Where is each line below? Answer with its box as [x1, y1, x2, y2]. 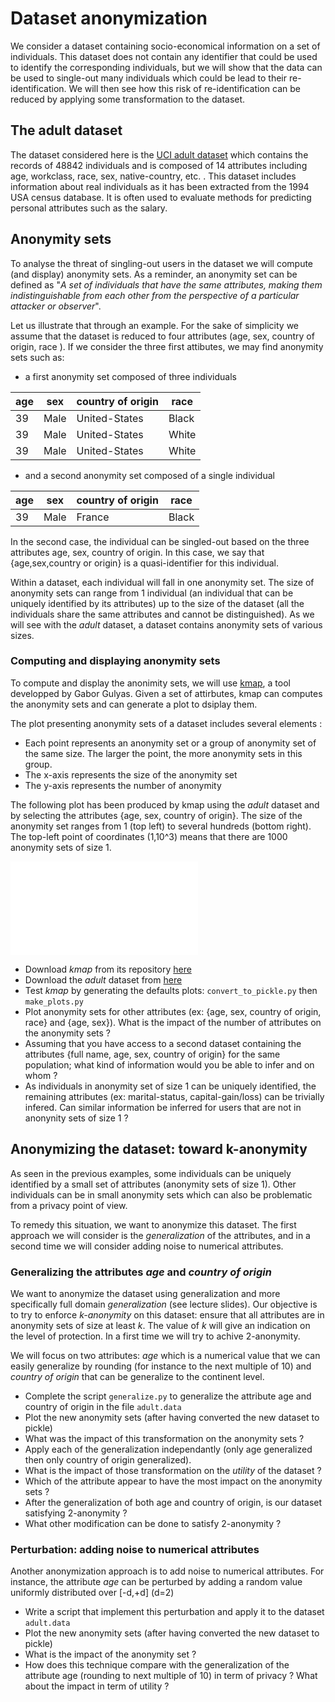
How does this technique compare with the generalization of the [24, 1659, 290, 1671]
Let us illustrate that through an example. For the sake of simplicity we [10, 319, 300, 331]
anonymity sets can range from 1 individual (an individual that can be [10, 587, 294, 599]
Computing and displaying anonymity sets [10, 654, 221, 668]
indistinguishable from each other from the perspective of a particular [10, 289, 300, 301]
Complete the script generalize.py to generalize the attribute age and [24, 1390, 312, 1402]
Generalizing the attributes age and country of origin [10, 1265, 272, 1279]
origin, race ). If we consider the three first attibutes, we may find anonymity [10, 340, 324, 352]
